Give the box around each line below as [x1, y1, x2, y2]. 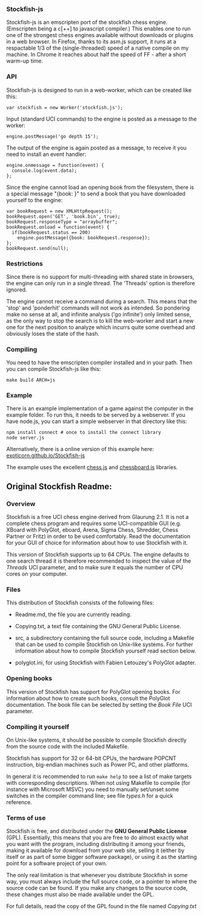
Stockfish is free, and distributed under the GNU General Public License [6, 827, 187, 835]
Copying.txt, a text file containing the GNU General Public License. [15, 623, 182, 630]
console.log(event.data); [12, 168, 78, 174]
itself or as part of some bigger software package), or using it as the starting [6, 853, 197, 861]
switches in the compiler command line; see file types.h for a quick [6, 792, 174, 799]
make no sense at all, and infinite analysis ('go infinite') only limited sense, [6, 310, 191, 317]
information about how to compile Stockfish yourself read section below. [15, 647, 196, 654]
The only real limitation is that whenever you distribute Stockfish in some [6, 872, 188, 879]
